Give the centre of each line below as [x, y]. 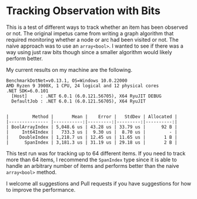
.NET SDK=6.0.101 [27, 91]
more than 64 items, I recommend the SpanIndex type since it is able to [92, 160]
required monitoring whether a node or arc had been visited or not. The [92, 39]
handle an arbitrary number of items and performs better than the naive [93, 165]
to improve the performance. [41, 190]
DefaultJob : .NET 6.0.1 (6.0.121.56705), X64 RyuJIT [79, 101]
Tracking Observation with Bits [83, 11]
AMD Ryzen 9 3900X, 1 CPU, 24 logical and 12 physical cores [83, 86]
